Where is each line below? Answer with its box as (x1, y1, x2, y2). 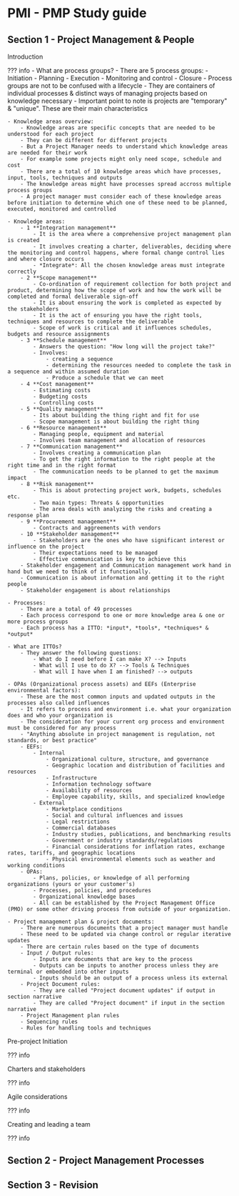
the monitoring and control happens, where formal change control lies (7, 249, 225, 256)
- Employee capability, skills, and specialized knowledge (45, 793, 225, 800)
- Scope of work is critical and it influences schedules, (33, 324, 213, 332)
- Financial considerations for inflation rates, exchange (45, 843, 225, 850)
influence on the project (7, 543, 84, 550)
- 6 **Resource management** (20, 424, 107, 432)
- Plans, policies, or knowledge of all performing (33, 874, 190, 882)
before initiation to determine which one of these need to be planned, (7, 199, 228, 206)
